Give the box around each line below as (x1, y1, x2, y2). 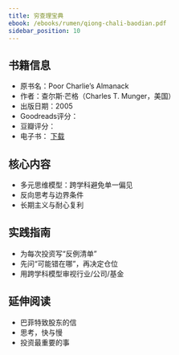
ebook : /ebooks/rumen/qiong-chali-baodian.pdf (8, 19, 167, 27)
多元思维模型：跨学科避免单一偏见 (19, 180, 133, 190)
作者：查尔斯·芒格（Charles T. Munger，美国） (19, 92, 176, 101)
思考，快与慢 (19, 327, 63, 337)
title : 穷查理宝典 (8, 11, 64, 20)
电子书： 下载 (19, 132, 65, 141)
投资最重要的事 (19, 337, 70, 347)
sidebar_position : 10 (8, 27, 81, 35)
